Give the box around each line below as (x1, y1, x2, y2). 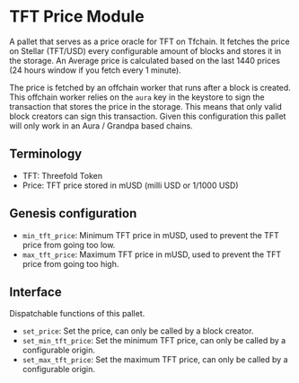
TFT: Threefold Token (22, 170, 103, 181)
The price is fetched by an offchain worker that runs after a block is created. (9, 82, 292, 93)
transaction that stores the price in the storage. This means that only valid (9, 101, 283, 111)
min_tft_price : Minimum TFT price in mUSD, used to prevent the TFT (22, 229, 280, 240)
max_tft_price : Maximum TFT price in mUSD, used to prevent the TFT (22, 249, 282, 260)
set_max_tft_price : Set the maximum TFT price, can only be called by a (22, 354, 288, 365)
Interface (9, 284, 62, 299)
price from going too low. (22, 239, 116, 250)
